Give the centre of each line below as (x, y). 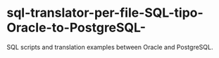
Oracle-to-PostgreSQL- (76, 28)
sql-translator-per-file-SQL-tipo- (105, 13)
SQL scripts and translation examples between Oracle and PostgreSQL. (110, 47)
